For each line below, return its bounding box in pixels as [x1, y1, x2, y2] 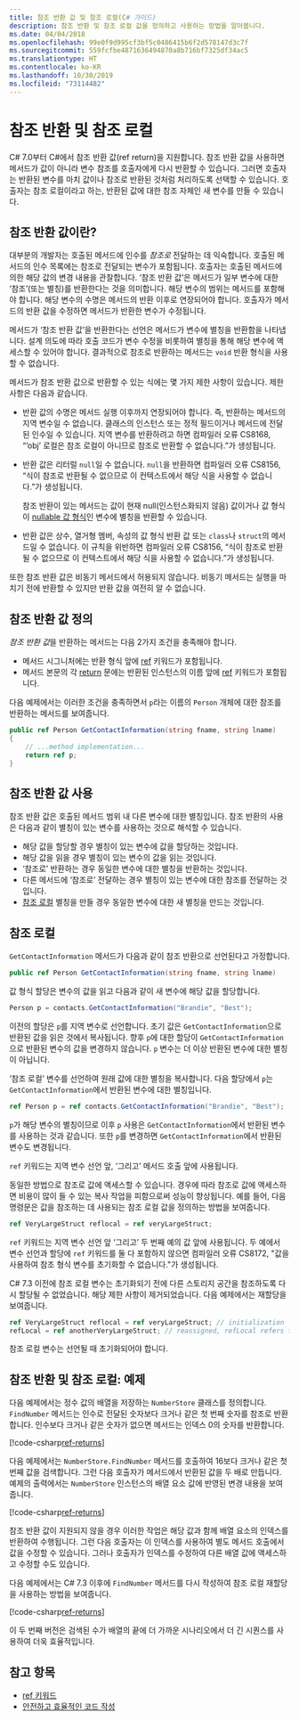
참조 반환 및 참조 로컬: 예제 [9, 1372, 146, 1387]
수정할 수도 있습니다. [18, 1559, 91, 1569]
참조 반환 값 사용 [9, 786, 93, 801]
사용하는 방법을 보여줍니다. [18, 1589, 112, 1600]
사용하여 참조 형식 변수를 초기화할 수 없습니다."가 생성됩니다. [9, 1259, 219, 1269]
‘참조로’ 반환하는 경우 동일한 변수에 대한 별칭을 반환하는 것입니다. [21, 863, 247, 874]
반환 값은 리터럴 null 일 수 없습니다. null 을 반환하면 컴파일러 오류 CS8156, [21, 460, 281, 470]
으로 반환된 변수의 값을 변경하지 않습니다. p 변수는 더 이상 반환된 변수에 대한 [9, 1043, 271, 1054]
